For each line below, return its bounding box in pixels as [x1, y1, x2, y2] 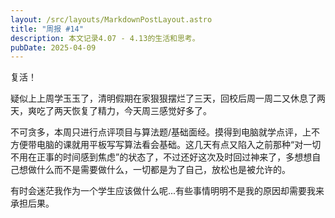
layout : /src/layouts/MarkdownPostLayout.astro [10, 14, 213, 25]
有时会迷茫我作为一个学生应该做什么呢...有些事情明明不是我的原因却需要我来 [10, 185, 325, 197]
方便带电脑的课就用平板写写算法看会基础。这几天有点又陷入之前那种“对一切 [10, 139, 322, 151]
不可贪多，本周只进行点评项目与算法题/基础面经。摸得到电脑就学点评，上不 [10, 126, 321, 138]
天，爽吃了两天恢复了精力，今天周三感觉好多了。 [10, 105, 212, 117]
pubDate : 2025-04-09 [10, 42, 97, 53]
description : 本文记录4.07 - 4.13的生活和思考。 [10, 33, 200, 43]
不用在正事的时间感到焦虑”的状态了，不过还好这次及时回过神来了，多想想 [10, 151, 313, 163]
